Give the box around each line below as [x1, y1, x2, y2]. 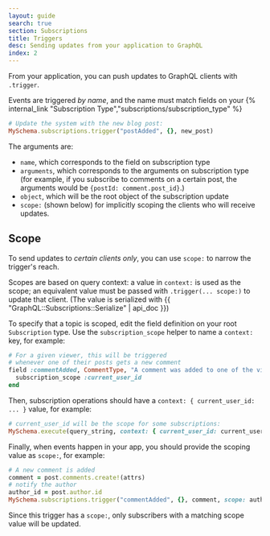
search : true [8, 19, 52, 27]
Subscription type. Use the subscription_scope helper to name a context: [8, 327, 254, 336]
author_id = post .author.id [8, 489, 103, 497]
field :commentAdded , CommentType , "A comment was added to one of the [8, 366, 253, 374]
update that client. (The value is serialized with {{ [8, 295, 171, 304]
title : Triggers [8, 34, 63, 43]
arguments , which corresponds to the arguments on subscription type [19, 166, 249, 175]
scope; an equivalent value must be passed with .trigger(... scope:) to [8, 286, 251, 295]
